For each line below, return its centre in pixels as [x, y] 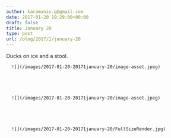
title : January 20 [29, 28]
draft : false [22, 23]
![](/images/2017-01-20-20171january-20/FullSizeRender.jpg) [89, 129]
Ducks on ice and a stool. [37, 56]
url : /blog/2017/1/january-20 [44, 39]
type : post [20, 34]
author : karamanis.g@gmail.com [45, 12]
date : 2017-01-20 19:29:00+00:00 [47, 17]
